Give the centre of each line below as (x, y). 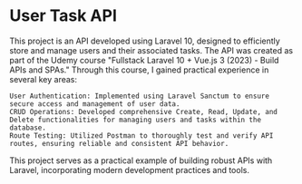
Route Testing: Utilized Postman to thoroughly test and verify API (141, 136)
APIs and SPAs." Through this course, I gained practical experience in (139, 70)
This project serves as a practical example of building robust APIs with (141, 160)
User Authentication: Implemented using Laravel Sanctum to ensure (140, 96)
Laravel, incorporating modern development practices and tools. (129, 169)
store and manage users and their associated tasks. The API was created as (151, 50)
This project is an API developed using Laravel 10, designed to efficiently (145, 41)
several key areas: (44, 79)
